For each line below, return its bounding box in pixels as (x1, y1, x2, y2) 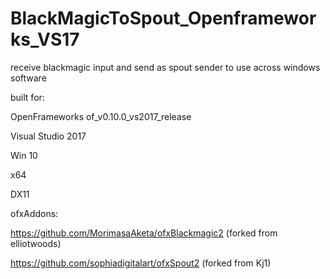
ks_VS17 (10, 28, 80, 51)
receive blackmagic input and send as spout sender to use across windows (10, 61, 321, 73)
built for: (10, 91, 45, 103)
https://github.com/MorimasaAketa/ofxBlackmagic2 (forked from (10, 227, 278, 239)
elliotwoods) (10, 237, 62, 249)
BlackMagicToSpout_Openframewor (10, 7, 317, 30)
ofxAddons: (10, 207, 59, 219)
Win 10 (10, 149, 38, 161)
